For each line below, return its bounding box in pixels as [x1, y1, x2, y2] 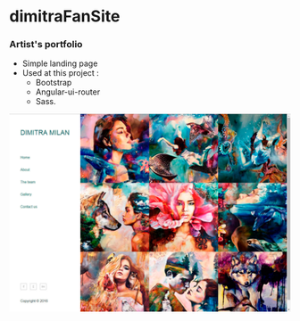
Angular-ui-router [35, 86, 101, 97]
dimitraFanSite [9, 6, 121, 27]
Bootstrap [35, 78, 72, 88]
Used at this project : [21, 68, 100, 78]
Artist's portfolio [9, 38, 83, 51]
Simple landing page [21, 58, 98, 69]
